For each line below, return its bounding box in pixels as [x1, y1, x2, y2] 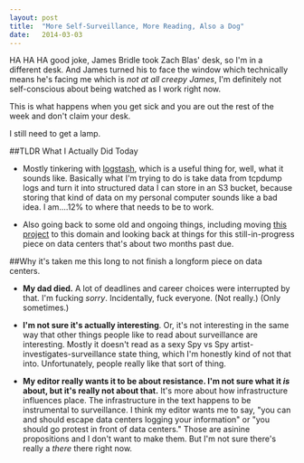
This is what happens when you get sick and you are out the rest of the [9, 101, 274, 112]
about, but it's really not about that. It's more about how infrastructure [22, 385, 288, 396]
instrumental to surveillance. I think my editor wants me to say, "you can [22, 404, 291, 416]
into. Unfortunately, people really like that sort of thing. [22, 358, 226, 369]
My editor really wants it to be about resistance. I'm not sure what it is [22, 376, 290, 387]
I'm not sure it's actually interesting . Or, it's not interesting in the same [22, 320, 290, 331]
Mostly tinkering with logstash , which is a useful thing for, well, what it [22, 164, 284, 175]
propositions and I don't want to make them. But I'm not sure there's [22, 433, 277, 444]
